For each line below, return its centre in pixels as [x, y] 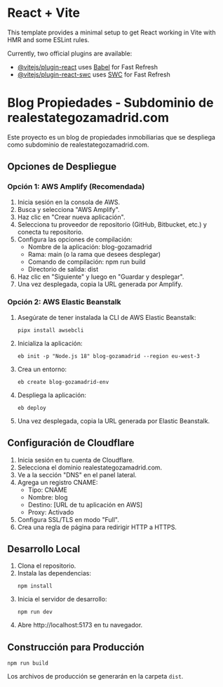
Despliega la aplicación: [52, 395]
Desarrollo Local [44, 549]
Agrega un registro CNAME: [58, 482]
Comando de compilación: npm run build [87, 262]
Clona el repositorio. [47, 566]
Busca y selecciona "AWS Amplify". [69, 209]
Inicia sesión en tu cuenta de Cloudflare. [76, 460]
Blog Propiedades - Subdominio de [110, 103]
